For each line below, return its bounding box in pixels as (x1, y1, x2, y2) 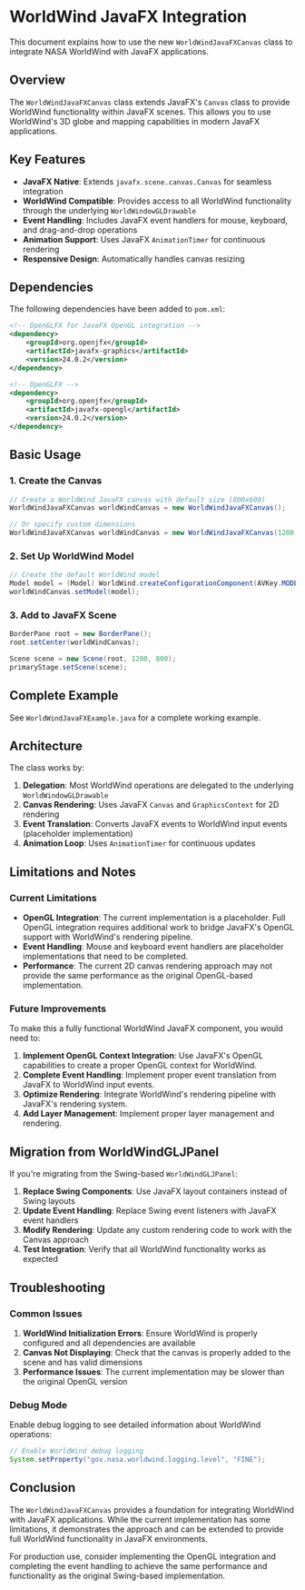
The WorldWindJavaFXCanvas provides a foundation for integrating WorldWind (9, 1504, 295, 1515)
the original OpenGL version (22, 1376, 128, 1386)
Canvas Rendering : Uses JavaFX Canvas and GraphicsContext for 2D (22, 800, 280, 810)
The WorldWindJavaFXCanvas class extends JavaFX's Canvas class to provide (9, 96, 290, 107)
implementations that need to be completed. (22, 951, 189, 962)
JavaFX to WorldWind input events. (22, 1079, 155, 1090)
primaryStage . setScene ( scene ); (9, 662, 128, 671)
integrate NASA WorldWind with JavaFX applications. (9, 45, 209, 56)
